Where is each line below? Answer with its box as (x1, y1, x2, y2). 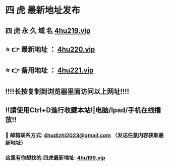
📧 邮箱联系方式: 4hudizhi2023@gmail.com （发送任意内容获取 (5, 132, 159, 139)
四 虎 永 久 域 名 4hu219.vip (5, 26, 91, 35)
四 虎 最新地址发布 (5, 5, 81, 16)
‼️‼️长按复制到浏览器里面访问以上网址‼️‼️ (5, 87, 130, 96)
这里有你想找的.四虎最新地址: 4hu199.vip (5, 154, 105, 161)
